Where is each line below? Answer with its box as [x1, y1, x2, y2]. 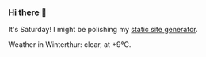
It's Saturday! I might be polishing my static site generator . [8, 25, 198, 34]
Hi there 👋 [8, 7, 48, 18]
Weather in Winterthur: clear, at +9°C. [8, 40, 132, 49]
